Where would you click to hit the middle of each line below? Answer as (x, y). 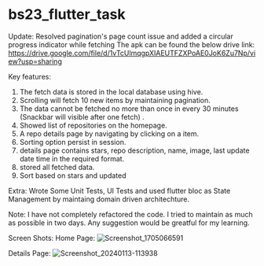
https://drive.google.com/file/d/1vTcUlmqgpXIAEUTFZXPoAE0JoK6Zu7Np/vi (132, 53)
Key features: (29, 76)
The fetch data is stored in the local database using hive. (111, 91)
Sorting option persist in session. (73, 142)
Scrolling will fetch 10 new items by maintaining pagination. (115, 100)
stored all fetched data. (57, 167)
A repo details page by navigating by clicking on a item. (109, 133)
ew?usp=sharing (35, 61)
